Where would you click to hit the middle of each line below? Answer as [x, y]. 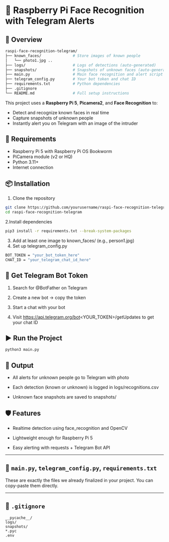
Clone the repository [34, 198]
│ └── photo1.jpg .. [29, 60]
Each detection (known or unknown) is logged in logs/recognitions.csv [86, 388]
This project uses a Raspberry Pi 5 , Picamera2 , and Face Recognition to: [81, 103]
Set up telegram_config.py [40, 246]
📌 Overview [24, 40]
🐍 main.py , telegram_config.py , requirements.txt [81, 468]
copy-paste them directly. [32, 486]
